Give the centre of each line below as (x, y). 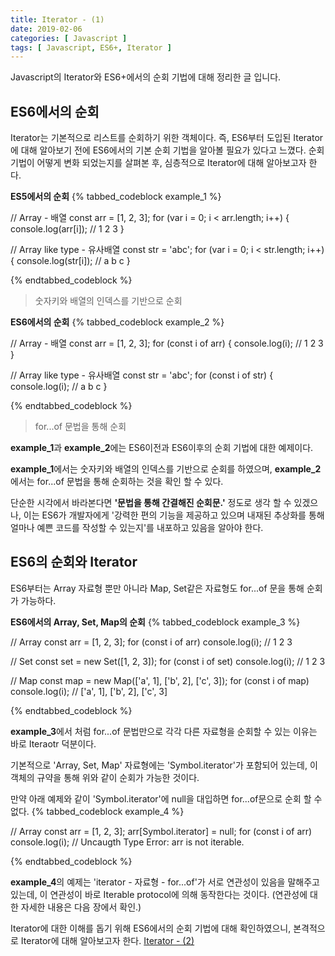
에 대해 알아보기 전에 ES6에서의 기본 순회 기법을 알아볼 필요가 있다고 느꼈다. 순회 (167, 150)
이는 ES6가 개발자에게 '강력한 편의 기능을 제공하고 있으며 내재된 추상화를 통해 (174, 515)
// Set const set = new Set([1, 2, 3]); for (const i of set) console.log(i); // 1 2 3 (168, 661)
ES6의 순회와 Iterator (74, 562)
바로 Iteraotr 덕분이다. (53, 743)
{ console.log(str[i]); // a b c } (70, 261)
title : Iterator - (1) (57, 19)
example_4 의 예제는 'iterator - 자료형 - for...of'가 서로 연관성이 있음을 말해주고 (165, 882)
